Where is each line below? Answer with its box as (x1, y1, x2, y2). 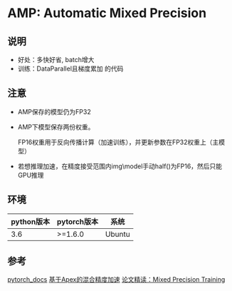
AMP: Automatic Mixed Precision (7, 5, 207, 21)
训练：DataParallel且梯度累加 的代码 (17, 64, 124, 73)
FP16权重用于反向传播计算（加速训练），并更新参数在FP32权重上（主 (17, 138, 219, 146)
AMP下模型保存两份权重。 (17, 123, 95, 131)
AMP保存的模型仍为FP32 (17, 107, 91, 116)
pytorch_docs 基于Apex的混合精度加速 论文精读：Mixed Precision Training (7, 275, 226, 284)
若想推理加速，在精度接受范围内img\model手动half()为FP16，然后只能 (17, 162, 223, 170)
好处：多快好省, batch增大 (17, 56, 95, 63)
